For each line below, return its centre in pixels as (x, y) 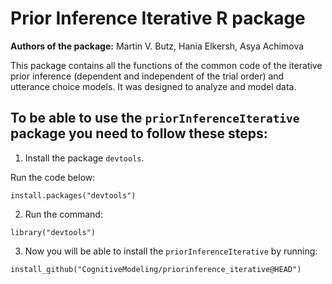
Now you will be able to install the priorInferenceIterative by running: (171, 251)
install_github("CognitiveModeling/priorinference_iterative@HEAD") (156, 269)
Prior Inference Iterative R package (158, 18)
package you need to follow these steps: (139, 133)
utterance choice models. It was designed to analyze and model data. (153, 86)
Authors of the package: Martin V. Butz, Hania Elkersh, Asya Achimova (157, 46)
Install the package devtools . (84, 158)
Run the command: (63, 214)
